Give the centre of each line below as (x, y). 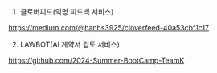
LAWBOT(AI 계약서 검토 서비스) (70, 44)
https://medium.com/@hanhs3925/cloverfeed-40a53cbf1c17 (109, 28)
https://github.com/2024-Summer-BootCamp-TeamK (96, 60)
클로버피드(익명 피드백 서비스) (67, 12)
